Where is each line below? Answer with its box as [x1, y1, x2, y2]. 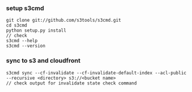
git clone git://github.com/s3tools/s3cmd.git [6, 18, 121, 23]
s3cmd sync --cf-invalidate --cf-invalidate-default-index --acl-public [6, 70, 187, 76]
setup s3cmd [6, 4, 44, 12]
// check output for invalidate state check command [6, 80, 137, 86]
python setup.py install [6, 28, 67, 33]
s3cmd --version [6, 43, 46, 49]
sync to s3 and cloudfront [6, 57, 81, 65]
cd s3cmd [6, 22, 27, 29]
